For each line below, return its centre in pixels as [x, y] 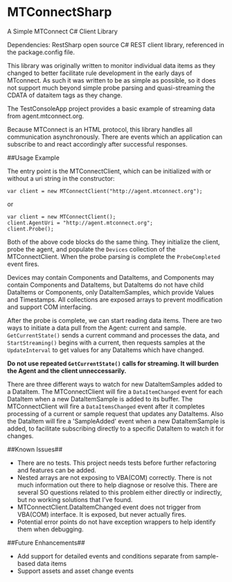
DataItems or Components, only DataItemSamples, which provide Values [111, 292]
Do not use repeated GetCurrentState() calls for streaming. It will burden [113, 363]
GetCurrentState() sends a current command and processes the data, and [114, 335]
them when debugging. [51, 529]
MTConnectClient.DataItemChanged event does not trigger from [109, 507]
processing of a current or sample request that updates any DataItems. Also [115, 413]
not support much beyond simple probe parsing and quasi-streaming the [111, 88]
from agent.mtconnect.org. [46, 116]
